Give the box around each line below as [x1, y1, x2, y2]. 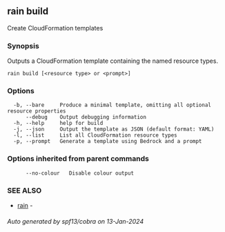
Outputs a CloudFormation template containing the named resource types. [7, 57, 219, 65]
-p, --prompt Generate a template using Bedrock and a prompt [13, 138, 202, 145]
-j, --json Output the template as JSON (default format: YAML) [13, 126, 215, 133]
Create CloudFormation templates [7, 23, 104, 32]
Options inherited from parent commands [7, 154, 150, 164]
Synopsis [7, 41, 39, 50]
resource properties [7, 108, 67, 115]
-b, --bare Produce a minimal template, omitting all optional [13, 101, 212, 109]
